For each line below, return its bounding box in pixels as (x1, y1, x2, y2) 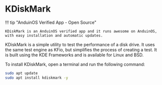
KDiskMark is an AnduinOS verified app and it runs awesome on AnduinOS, (5, 29, 158, 34)
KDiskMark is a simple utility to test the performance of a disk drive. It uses (5, 41, 155, 47)
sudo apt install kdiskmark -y (5, 75, 68, 80)
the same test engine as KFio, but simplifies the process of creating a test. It (5, 47, 157, 52)
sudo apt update (5, 70, 38, 76)
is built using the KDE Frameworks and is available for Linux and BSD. (5, 52, 144, 58)
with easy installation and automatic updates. (5, 33, 103, 38)
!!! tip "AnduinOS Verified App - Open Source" (5, 19, 97, 25)
